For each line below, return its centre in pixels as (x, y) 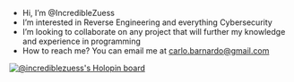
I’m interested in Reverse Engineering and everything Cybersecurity (147, 22)
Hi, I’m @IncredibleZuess (68, 13)
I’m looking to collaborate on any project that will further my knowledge (154, 32)
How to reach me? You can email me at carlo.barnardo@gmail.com (146, 51)
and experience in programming (82, 41)
